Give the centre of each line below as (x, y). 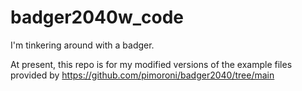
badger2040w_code (97, 17)
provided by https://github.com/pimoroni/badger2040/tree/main (142, 75)
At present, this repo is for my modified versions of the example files (151, 64)
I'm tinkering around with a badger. (82, 45)
